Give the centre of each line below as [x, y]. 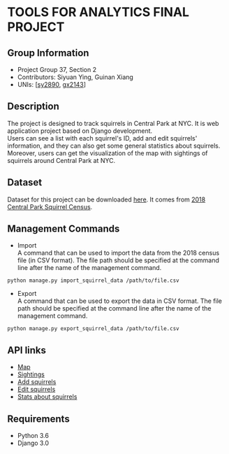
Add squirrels [37, 382]
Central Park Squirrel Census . [50, 206]
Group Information [48, 53]
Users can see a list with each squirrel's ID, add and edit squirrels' [102, 138]
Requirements [38, 419]
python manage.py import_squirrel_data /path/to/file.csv [93, 281]
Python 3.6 [33, 436]
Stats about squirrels [47, 397]
